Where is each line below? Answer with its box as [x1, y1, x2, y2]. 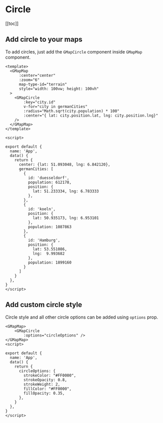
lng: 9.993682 [32, 251, 65, 256]
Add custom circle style [5, 300, 83, 309]
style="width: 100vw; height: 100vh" [18, 86, 99, 91]
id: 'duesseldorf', [28, 175, 70, 180]
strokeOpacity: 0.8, [23, 377, 67, 382]
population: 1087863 [28, 224, 72, 230]
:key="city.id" [23, 99, 56, 105]
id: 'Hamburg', [28, 238, 60, 243]
